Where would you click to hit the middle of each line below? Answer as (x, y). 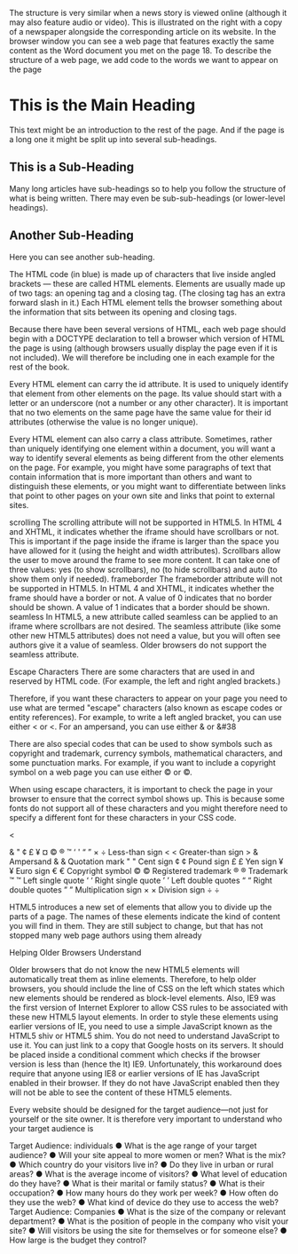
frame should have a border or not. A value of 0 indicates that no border (141, 598)
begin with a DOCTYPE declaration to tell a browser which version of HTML (147, 338)
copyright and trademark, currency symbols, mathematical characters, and (146, 753)
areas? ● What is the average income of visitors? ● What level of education (148, 1174)
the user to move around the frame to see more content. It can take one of (145, 560)
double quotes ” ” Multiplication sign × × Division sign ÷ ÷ (114, 889)
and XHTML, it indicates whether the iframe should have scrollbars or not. (144, 531)
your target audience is (51, 1128)
